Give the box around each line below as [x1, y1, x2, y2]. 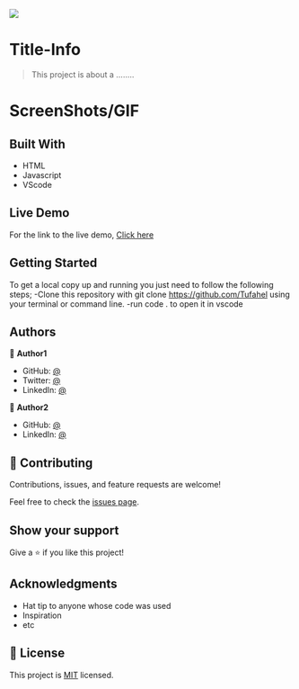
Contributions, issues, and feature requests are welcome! [9, 479, 222, 490]
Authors [9, 324, 57, 339]
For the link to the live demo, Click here [9, 229, 154, 240]
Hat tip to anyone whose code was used [22, 600, 171, 611]
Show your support [9, 523, 119, 538]
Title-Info [9, 40, 81, 60]
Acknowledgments [9, 577, 119, 592]
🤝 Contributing [9, 455, 93, 470]
